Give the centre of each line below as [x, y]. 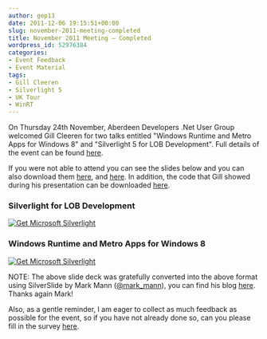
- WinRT [21, 104]
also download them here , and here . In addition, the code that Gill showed [130, 177]
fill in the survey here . [44, 326]
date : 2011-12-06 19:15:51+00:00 [64, 23]
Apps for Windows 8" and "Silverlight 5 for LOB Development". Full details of [134, 144]
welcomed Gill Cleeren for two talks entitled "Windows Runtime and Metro [130, 136]
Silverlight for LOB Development [72, 206]
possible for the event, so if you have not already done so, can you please [130, 317]
